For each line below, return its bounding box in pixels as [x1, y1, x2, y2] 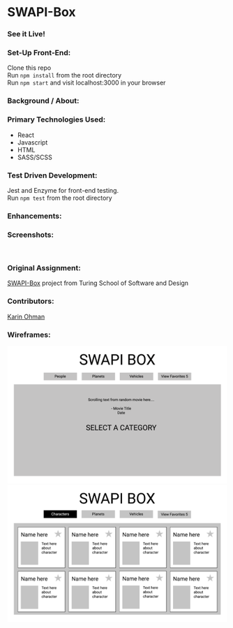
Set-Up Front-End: [7, 48, 71, 58]
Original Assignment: [7, 263, 82, 273]
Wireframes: [7, 330, 51, 339]
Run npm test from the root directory [7, 193, 113, 202]
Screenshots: [7, 230, 54, 240]
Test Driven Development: [7, 170, 98, 180]
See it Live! [7, 29, 45, 39]
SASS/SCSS [17, 153, 52, 161]
